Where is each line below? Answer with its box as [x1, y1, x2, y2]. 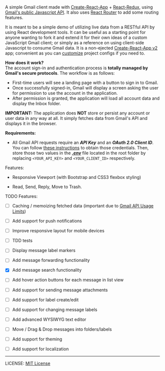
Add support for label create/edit [12, 297, 79, 303]
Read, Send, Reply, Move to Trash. [12, 184, 82, 190]
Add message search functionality [12, 267, 82, 273]
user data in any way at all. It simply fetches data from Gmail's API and [5, 115, 148, 121]
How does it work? [5, 60, 44, 65]
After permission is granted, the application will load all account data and [12, 95, 160, 101]
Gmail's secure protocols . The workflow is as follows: [5, 70, 115, 76]
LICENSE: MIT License [5, 360, 51, 366]
